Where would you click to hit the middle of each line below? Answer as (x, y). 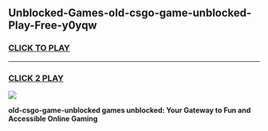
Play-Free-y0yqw (53, 26)
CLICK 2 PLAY (36, 78)
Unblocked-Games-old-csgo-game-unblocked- (130, 13)
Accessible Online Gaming (53, 118)
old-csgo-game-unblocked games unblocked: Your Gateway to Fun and (130, 110)
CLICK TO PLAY (39, 48)
